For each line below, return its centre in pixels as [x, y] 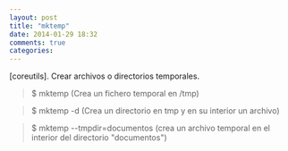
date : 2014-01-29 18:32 [54, 34]
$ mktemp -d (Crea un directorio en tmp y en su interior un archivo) [155, 111]
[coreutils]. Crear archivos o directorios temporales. [104, 76]
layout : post [34, 17]
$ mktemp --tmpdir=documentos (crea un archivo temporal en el [151, 128]
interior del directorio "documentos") [99, 138]
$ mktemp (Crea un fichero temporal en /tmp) [115, 94]
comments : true [38, 42]
